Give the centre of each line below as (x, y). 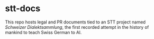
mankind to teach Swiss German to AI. (43, 32)
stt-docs (23, 9)
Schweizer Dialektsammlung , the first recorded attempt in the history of (77, 27)
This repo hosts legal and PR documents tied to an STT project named (76, 22)
